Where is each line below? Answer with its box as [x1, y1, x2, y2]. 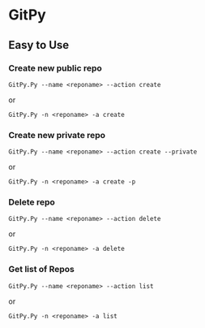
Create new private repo [8, 129, 106, 140]
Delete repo [8, 196, 55, 208]
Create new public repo [8, 63, 103, 74]
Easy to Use [8, 38, 70, 52]
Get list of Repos [8, 264, 75, 275]
